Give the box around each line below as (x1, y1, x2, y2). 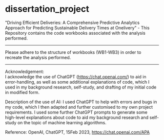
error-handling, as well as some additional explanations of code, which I (5, 79, 150, 85)
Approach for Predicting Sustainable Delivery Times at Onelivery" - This (5, 24, 150, 30)
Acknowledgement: (5, 69, 44, 74)
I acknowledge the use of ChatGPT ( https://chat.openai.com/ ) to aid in (5, 73, 146, 79)
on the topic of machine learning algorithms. (17, 119, 106, 125)
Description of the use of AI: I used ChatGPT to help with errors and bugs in (5, 99, 157, 105)
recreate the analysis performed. (5, 54, 71, 60)
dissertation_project (5, 3, 89, 15)
